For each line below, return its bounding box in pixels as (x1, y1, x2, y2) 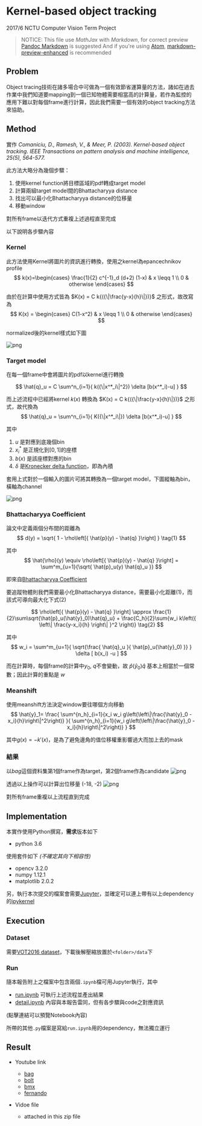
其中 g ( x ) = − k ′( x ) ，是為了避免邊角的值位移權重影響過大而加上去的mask (6, 736, 183, 743)
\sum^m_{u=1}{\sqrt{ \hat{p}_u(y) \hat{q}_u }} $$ (40, 563, 162, 570)
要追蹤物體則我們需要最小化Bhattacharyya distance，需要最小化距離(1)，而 (6, 588, 193, 596)
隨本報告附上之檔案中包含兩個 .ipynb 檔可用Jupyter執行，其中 (6, 978, 158, 986)
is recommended (69, 48, 112, 56)
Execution (6, 915, 45, 926)
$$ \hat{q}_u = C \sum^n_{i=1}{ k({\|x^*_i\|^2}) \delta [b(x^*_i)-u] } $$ (15, 383, 188, 390)
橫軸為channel (6, 482, 42, 490)
